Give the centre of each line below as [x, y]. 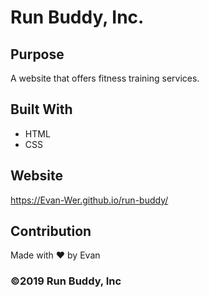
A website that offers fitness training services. [105, 78]
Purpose [37, 54]
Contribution [51, 231]
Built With [41, 109]
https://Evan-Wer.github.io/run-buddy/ [89, 200]
